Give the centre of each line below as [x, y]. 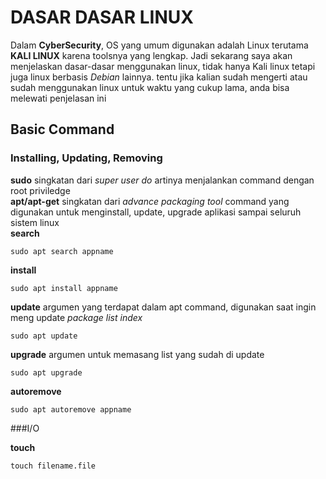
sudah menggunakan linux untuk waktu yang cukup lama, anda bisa [150, 87]
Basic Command [62, 129]
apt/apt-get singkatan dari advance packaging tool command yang [150, 201]
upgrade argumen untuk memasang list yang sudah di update [137, 354]
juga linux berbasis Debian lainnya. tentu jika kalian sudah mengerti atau [159, 77]
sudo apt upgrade [46, 372]
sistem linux [35, 222]
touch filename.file [53, 466]
